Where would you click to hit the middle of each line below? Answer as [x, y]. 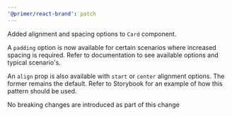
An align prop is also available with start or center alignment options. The [116, 76]
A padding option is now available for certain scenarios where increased [112, 47]
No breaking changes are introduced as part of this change [94, 104]
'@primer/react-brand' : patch [52, 14]
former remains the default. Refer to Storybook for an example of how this [115, 83]
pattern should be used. [42, 91]
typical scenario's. [34, 62]
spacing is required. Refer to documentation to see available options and [113, 55]
